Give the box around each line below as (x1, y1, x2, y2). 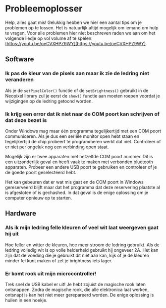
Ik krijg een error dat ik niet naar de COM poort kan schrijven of (5, 110, 160, 117)
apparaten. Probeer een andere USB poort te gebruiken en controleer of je (5, 164, 157, 170)
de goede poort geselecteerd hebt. (5, 169, 77, 175)
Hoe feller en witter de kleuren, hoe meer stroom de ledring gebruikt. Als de (5, 242, 160, 248)
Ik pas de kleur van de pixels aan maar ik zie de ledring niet (5, 70, 150, 77)
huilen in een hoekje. (5, 297, 48, 303)
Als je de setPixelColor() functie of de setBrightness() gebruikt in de (5, 88, 149, 94)
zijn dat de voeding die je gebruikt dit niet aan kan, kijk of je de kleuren (5, 252, 150, 258)
